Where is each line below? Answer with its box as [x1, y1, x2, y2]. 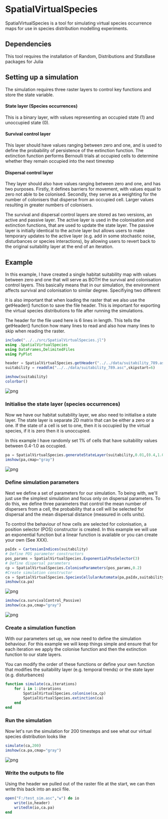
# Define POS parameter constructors [5, 552, 84, 557]
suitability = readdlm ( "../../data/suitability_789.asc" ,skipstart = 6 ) [5, 365, 155, 370]
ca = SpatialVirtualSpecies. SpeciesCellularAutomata [5, 575, 117, 580]
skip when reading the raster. [5, 328, 65, 334]
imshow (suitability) [5, 374, 48, 379]
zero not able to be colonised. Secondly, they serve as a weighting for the [5, 191, 157, 197]
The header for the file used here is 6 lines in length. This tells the [5, 317, 140, 323]
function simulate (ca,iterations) [5, 682, 77, 687]
